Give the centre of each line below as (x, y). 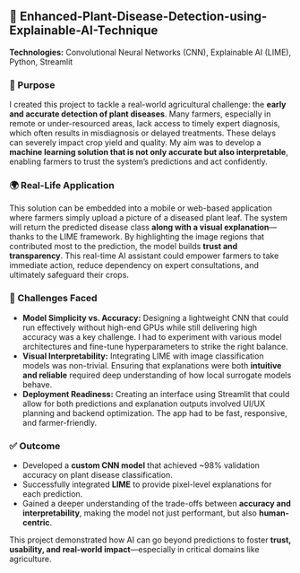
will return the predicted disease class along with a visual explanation (139, 227)
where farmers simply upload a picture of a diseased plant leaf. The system (149, 218)
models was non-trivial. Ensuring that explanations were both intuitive (152, 365)
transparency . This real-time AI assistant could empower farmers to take (144, 256)
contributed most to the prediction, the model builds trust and (124, 247)
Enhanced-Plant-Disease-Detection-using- (143, 17)
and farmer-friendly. (60, 422)
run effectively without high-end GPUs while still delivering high (140, 327)
